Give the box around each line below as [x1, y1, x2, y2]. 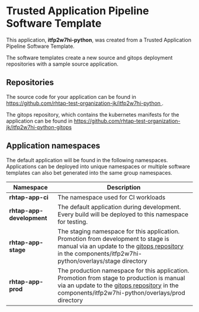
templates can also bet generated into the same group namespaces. [6, 169, 173, 176]
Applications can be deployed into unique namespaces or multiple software [6, 163, 191, 170]
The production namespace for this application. [57, 266, 190, 275]
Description [107, 183, 141, 191]
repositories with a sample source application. [6, 60, 118, 67]
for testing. [57, 217, 88, 226]
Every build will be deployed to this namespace [57, 210, 188, 218]
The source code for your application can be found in [6, 93, 136, 100]
